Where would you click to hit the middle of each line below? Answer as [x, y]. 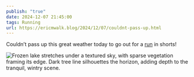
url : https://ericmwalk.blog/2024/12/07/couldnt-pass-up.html [84, 28]
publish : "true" [26, 11]
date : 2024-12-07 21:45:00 [39, 17]
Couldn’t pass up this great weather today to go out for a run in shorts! [91, 44]
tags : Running [24, 22]
